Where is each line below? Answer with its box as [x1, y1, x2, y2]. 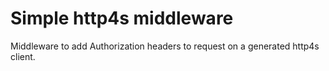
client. [10, 50, 36, 62]
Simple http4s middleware [10, 7, 234, 30]
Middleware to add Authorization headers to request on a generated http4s [10, 40, 320, 52]
